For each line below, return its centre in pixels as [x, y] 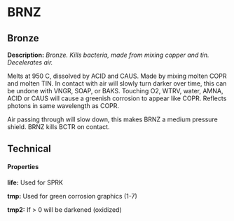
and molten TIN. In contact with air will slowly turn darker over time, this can [117, 83]
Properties [23, 166]
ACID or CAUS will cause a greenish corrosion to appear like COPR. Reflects [117, 98]
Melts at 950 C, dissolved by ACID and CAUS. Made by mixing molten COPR [117, 76]
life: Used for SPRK [35, 182]
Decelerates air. [30, 62]
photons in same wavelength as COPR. [63, 106]
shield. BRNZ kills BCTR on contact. [58, 127]
